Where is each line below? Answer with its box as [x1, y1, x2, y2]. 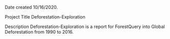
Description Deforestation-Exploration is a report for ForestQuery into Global [5, 23, 165, 29]
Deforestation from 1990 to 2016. [5, 29, 74, 34]
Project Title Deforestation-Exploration [5, 14, 86, 19]
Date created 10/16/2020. [5, 4, 58, 10]
